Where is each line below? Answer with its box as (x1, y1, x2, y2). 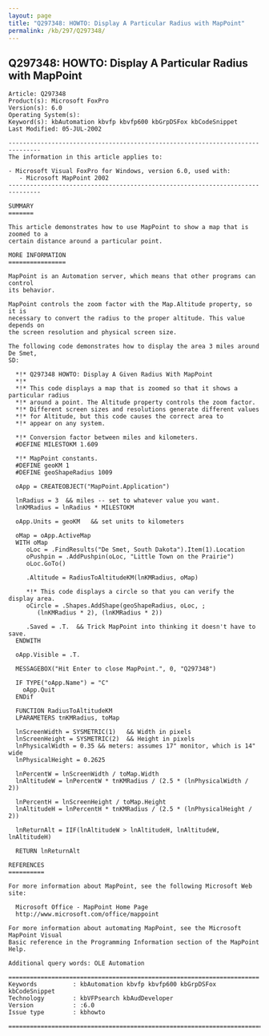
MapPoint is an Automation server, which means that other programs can (8, 272, 256, 280)
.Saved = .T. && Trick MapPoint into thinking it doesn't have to (26, 623, 256, 631)
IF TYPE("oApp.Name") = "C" (15, 679, 110, 687)
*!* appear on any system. (15, 420, 106, 428)
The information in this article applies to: (8, 153, 163, 161)
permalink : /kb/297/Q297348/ (8, 26, 106, 34)
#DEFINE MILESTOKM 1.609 (15, 441, 98, 449)
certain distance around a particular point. (8, 237, 163, 245)
